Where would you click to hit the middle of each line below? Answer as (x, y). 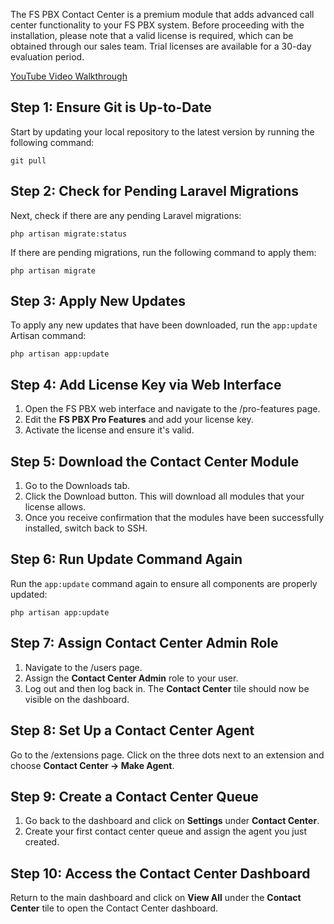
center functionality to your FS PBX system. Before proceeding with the (157, 25)
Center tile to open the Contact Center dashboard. (114, 908)
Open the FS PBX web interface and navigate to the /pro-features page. (172, 409)
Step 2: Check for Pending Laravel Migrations (154, 191)
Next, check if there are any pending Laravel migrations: (126, 215)
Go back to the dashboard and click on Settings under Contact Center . (172, 821)
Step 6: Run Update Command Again (126, 559)
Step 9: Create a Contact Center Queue (134, 796)
